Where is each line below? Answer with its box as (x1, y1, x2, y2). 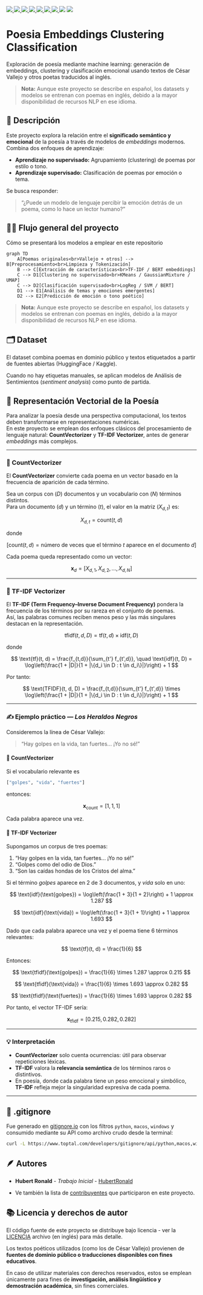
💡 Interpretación (6, 1038, 56, 1046)
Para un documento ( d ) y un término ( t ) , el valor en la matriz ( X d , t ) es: (6, 503, 179, 512)
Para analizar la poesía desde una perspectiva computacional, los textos (6, 412, 187, 419)
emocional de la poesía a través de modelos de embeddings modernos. (6, 138, 185, 145)
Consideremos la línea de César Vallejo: (6, 729, 106, 736)
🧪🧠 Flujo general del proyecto (6, 223, 119, 233)
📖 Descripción (6, 116, 60, 126)
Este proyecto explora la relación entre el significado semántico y (6, 131, 171, 139)
